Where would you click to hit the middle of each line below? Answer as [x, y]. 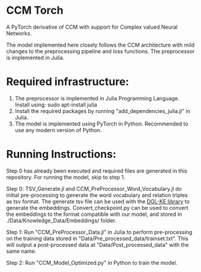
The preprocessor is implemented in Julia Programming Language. [97, 98]
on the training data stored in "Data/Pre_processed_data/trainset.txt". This [97, 238]
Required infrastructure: [68, 82]
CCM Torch [35, 10]
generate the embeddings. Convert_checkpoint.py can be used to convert [97, 207]
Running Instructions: [61, 155]
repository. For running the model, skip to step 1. [66, 177]
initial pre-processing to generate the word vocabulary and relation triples [97, 195]
